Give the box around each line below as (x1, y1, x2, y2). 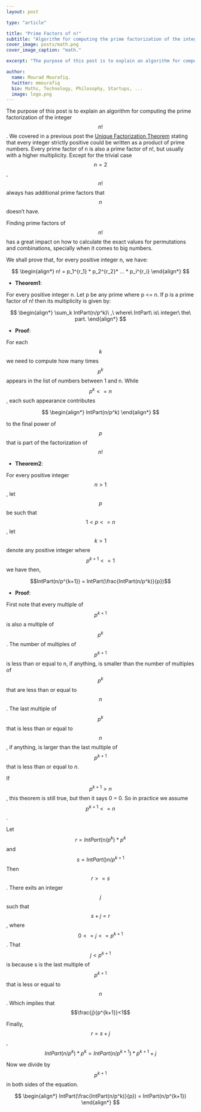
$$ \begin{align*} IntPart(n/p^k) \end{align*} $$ (41, 408, 160, 415)
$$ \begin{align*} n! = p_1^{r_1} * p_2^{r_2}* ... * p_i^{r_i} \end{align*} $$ (11, 268, 190, 275)
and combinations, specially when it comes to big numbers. (6, 245, 153, 252)
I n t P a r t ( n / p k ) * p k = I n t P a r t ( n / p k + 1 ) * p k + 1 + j (44, 1048, 157, 1057)
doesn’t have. (6, 208, 40, 215)
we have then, (6, 566, 41, 573)
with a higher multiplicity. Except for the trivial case (6, 152, 132, 159)
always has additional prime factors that (6, 189, 105, 197)
